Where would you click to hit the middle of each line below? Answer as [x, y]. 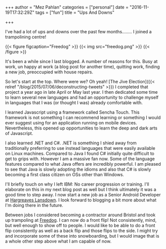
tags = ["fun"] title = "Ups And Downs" [75, 12]
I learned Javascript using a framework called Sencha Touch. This [72, 112]
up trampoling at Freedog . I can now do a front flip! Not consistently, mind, [81, 220]
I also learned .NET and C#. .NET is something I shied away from [71, 143]
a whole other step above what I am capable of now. [58, 241]
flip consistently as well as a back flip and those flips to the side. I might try [82, 231]
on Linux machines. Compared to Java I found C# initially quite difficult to [80, 154]
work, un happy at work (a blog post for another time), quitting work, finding [83, 67]
